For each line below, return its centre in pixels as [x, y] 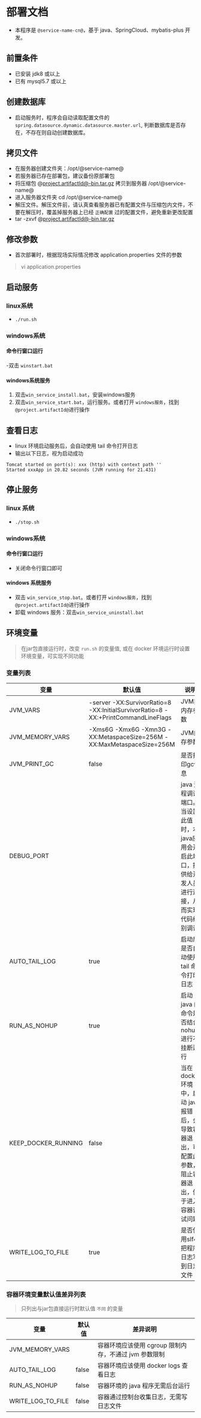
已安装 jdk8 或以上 [37, 74]
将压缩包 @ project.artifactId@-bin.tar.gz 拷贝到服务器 [81, 184]
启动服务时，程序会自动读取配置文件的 [62, 117]
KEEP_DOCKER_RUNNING [46, 1143]
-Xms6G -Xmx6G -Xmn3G [127, 729]
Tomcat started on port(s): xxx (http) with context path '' [84, 465]
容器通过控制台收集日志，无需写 [143, 1397]
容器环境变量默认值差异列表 [46, 1295]
